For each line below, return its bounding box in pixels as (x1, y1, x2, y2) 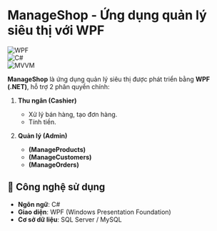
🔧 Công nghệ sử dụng (7, 181, 106, 193)
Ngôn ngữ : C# (17, 200, 61, 208)
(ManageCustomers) (28, 153, 92, 161)
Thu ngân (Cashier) (17, 96, 77, 105)
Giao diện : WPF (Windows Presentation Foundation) (17, 207, 171, 216)
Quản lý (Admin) (17, 131, 68, 140)
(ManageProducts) (28, 145, 86, 153)
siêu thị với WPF (7, 22, 105, 38)
